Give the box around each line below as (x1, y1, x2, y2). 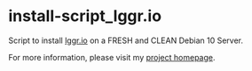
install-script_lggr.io (8, 6, 161, 26)
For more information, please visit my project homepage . (8, 52, 216, 62)
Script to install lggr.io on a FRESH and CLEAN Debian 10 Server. (8, 35, 243, 46)
